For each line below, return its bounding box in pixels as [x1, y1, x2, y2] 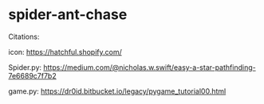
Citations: [8, 32, 40, 41]
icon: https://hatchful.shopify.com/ [8, 47, 122, 56]
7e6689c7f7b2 [8, 71, 57, 80]
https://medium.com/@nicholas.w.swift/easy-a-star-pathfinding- [43, 62, 257, 72]
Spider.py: [8, 62, 42, 72]
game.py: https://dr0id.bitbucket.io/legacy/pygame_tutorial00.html [8, 86, 227, 96]
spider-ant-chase [8, 6, 128, 24]
